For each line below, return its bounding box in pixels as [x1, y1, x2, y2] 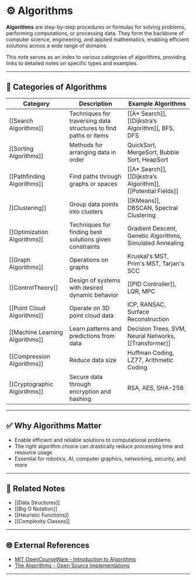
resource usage [14, 449, 52, 456]
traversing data [69, 116, 111, 125]
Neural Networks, [127, 332, 176, 340]
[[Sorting [9, 145, 34, 153]
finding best [69, 228, 102, 236]
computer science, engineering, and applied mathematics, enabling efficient [6, 36, 190, 43]
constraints [69, 242, 100, 250]
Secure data [69, 373, 103, 381]
